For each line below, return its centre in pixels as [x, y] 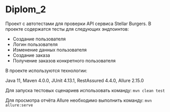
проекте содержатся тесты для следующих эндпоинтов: [67, 29]
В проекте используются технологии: [46, 71]
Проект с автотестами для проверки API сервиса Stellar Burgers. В [78, 24]
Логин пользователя [35, 44]
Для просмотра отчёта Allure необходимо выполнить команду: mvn [79, 100]
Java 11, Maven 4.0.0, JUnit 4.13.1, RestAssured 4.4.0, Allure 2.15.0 [75, 80]
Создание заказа [31, 55]
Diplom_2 [26, 9]
